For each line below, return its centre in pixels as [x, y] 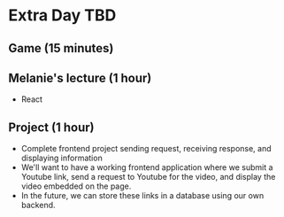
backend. [38, 205]
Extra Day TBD [62, 15]
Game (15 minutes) [61, 48]
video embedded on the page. [76, 186]
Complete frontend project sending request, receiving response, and [146, 149]
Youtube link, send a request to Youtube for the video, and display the [148, 177]
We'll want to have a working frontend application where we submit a [147, 167]
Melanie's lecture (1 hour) [80, 77]
